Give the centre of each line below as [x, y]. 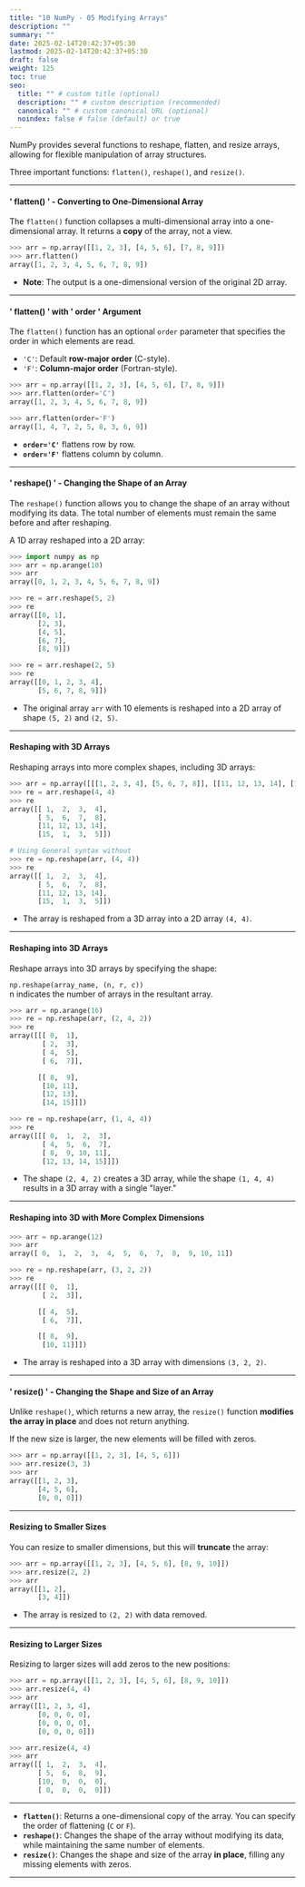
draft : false [34, 60]
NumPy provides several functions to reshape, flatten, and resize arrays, [144, 145]
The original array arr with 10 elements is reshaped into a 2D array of [152, 708]
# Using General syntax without [70, 851]
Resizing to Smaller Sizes [58, 1527]
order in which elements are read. [73, 341]
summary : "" [32, 34]
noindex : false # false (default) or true [99, 119]
